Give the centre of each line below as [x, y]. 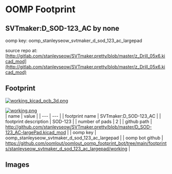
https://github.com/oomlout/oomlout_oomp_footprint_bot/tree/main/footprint [86, 143]
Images [17, 165]
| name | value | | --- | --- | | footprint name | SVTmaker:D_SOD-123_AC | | [83, 116]
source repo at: [21, 50]
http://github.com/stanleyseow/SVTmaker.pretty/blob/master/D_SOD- [79, 127]
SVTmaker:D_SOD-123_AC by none [62, 28]
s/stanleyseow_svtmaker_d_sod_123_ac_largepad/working [67, 148]
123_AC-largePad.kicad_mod [36, 132]
